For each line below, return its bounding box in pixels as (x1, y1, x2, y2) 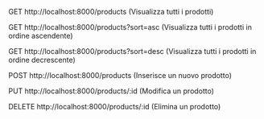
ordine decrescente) (8, 55, 76, 64)
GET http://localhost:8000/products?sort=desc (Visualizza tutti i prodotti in (8, 47, 257, 55)
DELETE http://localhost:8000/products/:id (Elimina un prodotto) (8, 102, 221, 111)
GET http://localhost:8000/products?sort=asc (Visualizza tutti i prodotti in (8, 23, 252, 31)
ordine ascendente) (8, 31, 74, 40)
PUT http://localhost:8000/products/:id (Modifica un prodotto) (8, 86, 215, 96)
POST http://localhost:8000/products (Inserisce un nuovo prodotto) (8, 71, 232, 80)
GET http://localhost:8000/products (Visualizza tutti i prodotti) (8, 7, 214, 16)
